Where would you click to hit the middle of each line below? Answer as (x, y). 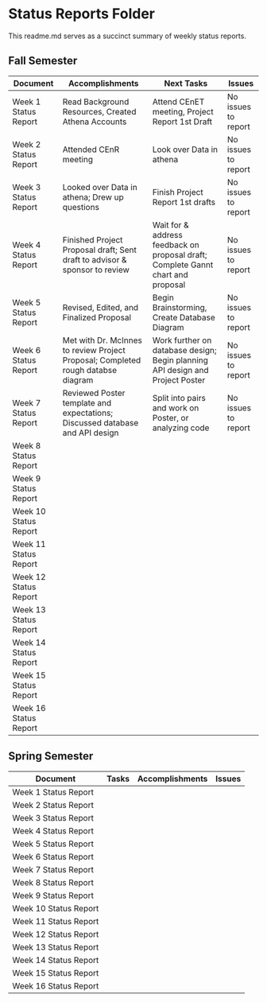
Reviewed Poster (94, 393)
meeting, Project (183, 111)
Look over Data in (185, 150)
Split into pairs (179, 398)
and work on (176, 408)
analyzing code (181, 428)
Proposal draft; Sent (100, 250)
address (167, 235)
